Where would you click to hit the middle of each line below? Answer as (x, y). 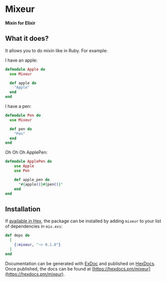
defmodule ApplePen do (28, 162)
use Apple (24, 166)
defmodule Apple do (25, 69)
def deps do (17, 235)
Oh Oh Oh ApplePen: (27, 152)
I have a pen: (18, 106)
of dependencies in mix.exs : (34, 226)
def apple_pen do (32, 180)
